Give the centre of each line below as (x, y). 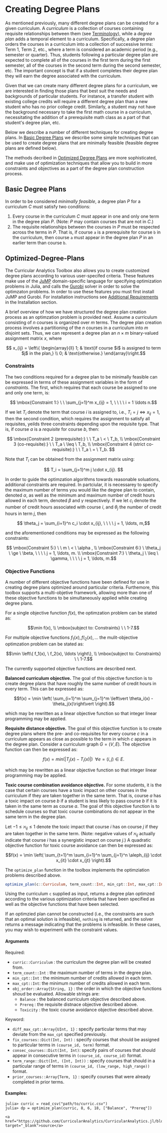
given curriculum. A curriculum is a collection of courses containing (74, 28)
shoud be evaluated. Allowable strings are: (56, 994)
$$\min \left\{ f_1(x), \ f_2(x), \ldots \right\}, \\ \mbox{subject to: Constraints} (83, 654)
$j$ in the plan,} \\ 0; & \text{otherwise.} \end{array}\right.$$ (83, 353)
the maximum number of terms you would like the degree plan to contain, (80, 490)
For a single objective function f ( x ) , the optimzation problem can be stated (81, 613)
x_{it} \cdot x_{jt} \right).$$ (83, 860)
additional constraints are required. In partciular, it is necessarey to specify (82, 485)
